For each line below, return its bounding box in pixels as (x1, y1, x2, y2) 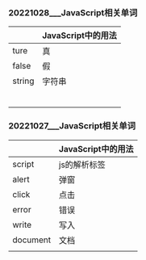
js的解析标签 (59, 159, 106, 170)
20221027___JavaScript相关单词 (8, 120, 136, 132)
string (12, 75, 35, 86)
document (12, 234, 52, 245)
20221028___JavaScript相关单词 (8, 6, 138, 18)
